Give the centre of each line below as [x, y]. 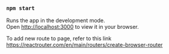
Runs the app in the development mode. [56, 20]
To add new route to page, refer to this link [59, 38]
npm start [20, 8]
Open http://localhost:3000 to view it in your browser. [73, 27]
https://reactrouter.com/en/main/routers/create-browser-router [84, 45]
